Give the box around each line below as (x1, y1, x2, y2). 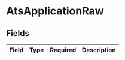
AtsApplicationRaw (6, 4, 105, 18)
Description (81, 46, 117, 54)
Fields (6, 28, 30, 38)
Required (50, 46, 77, 54)
